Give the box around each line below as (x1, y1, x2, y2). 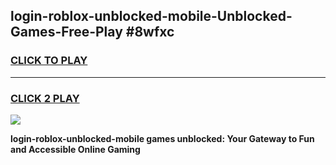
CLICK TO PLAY (10, 54, 88, 68)
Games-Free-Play (10, 24, 123, 41)
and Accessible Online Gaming (10, 143, 141, 155)
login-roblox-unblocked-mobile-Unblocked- (10, 8, 293, 25)
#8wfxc (125, 24, 175, 41)
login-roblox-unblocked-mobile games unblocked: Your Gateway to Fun (10, 132, 315, 144)
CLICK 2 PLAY (10, 91, 80, 105)
